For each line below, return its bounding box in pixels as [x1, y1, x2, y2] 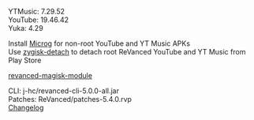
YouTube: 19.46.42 [8, 15, 69, 24]
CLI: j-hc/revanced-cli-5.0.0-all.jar [8, 86, 120, 96]
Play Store [8, 55, 42, 65]
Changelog [8, 103, 44, 112]
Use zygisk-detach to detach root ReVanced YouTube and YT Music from [8, 47, 246, 56]
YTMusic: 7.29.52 [8, 7, 65, 16]
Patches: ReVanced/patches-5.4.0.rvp [8, 95, 133, 103]
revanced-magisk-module [8, 71, 93, 80]
